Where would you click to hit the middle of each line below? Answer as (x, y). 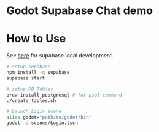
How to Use (36, 39)
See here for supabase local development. (60, 56)
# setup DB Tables (30, 89)
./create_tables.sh (31, 101)
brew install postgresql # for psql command (64, 95)
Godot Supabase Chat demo (80, 11)
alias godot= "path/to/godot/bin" (49, 117)
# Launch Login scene (34, 112)
